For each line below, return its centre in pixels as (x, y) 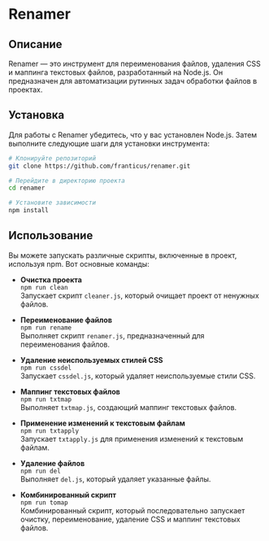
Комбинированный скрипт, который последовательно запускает (132, 510)
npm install (28, 211)
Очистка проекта (51, 279)
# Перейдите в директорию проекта (67, 181)
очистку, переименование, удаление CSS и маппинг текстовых (130, 519)
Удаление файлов (52, 463)
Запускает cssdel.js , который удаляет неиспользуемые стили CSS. (138, 376)
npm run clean (44, 287)
